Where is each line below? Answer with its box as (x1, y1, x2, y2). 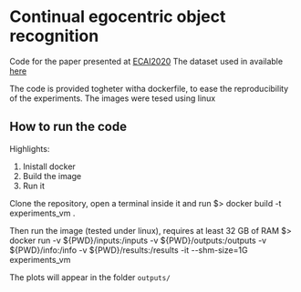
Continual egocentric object (9, 6, 226, 27)
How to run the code (9, 119, 128, 135)
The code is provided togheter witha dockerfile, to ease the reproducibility (9, 83, 289, 94)
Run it (22, 180, 46, 191)
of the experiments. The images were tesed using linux (9, 93, 216, 104)
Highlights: (9, 143, 50, 154)
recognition (9, 25, 99, 46)
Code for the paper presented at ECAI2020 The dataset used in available (9, 55, 284, 66)
